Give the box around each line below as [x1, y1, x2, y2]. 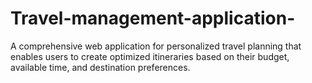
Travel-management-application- [10, 7, 296, 30]
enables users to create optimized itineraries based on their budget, [10, 50, 290, 62]
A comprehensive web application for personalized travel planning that [10, 40, 302, 52]
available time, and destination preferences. [10, 61, 191, 73]
